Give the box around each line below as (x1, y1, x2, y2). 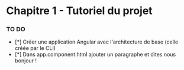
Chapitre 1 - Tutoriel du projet (6, 4, 153, 18)
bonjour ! (14, 57, 37, 64)
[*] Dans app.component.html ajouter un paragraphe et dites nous (14, 51, 176, 58)
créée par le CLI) (14, 45, 56, 52)
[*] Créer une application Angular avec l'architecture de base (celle (14, 38, 179, 45)
